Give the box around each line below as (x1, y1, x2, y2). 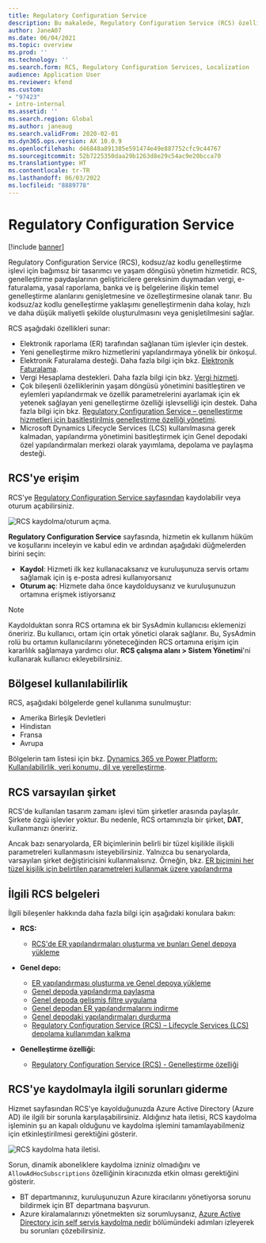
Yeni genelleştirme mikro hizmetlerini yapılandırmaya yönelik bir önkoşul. (19, 347, 257, 357)
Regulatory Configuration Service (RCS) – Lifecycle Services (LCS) (31, 1020, 249, 1029)
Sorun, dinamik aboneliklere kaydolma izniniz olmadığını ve (8, 1160, 200, 1169)
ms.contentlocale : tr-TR (8, 167, 90, 175)
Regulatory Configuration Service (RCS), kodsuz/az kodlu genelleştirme (8, 257, 242, 267)
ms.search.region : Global (8, 115, 93, 123)
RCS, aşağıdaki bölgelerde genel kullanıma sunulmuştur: (8, 698, 192, 708)
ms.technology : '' (8, 56, 69, 64)
